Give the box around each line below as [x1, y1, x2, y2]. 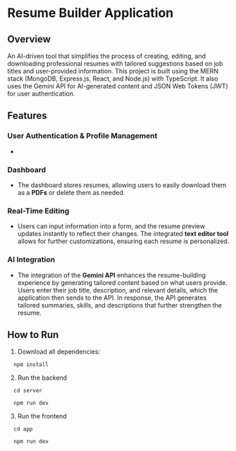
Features [7, 110, 47, 122]
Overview [7, 33, 51, 45]
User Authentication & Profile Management [7, 131, 158, 141]
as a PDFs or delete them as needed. [17, 188, 125, 197]
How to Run [7, 329, 59, 341]
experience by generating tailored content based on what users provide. [17, 278, 228, 287]
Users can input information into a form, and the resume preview [17, 222, 206, 230]
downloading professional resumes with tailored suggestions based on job [7, 59, 223, 68]
